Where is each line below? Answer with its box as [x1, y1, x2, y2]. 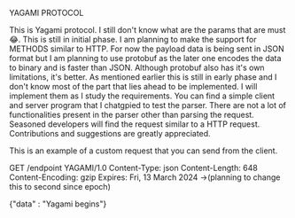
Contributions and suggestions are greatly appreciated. [9, 128, 211, 138]
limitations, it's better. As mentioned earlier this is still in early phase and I [9, 72, 277, 82]
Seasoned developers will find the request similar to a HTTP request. [9, 119, 260, 129]
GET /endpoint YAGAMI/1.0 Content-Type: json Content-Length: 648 [9, 163, 259, 173]
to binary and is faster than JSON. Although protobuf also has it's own [9, 62, 265, 73]
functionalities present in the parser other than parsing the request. [9, 110, 254, 120]
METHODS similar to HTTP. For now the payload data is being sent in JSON [9, 43, 285, 54]
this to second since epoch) [9, 182, 111, 191]
